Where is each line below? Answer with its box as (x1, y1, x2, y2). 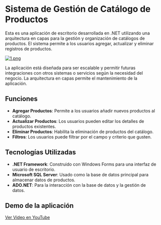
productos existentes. (12, 123, 56, 129)
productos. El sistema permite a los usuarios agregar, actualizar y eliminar (5, 40, 154, 46)
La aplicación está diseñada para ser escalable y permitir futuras (5, 65, 136, 71)
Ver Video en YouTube (5, 215, 50, 221)
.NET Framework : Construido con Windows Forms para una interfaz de (12, 161, 157, 167)
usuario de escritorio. (12, 166, 55, 172)
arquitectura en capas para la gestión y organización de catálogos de (5, 35, 145, 41)
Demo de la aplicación (5, 201, 74, 210)
